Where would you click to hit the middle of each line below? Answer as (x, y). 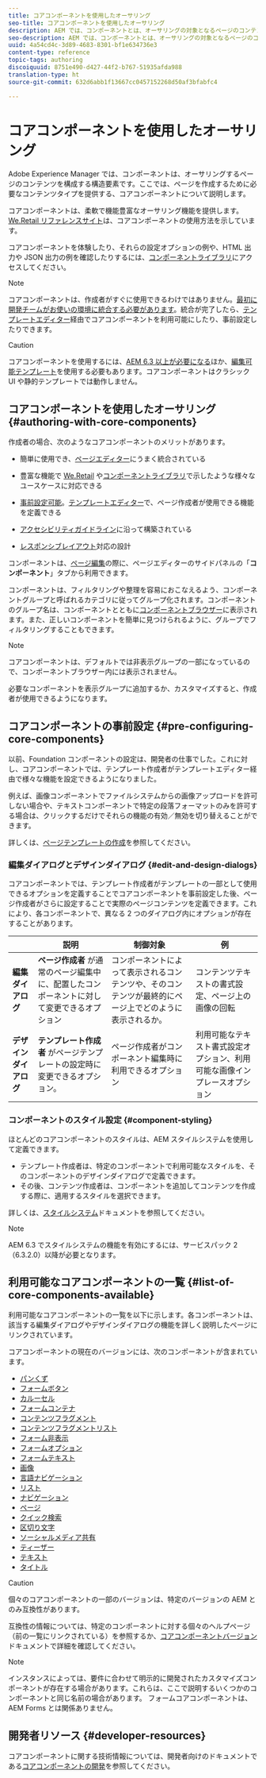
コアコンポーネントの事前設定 (81, 726)
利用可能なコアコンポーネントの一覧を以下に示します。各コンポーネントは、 (133, 1315)
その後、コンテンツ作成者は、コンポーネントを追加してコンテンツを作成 (137, 1186)
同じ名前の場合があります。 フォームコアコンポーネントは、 (154, 1698)
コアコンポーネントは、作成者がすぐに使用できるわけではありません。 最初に (133, 299)
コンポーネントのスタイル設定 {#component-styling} (110, 1120)
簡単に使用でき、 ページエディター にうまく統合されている (113, 459)
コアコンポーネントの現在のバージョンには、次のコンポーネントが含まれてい (133, 1352)
